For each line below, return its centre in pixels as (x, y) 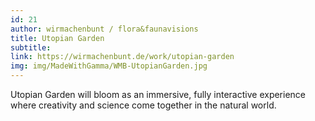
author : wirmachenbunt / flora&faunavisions (104, 29)
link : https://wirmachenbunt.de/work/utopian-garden (122, 57)
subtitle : (31, 47)
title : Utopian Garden (57, 38)
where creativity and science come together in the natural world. (143, 105)
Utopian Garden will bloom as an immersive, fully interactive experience (158, 94)
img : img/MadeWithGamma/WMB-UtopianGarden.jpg (109, 66)
